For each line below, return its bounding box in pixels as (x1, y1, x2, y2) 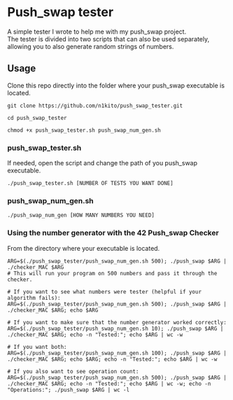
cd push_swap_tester (7, 114, 68, 121)
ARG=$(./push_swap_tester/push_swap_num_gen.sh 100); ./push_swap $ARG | (7, 350, 227, 357)
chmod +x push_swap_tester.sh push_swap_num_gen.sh (7, 127, 161, 134)
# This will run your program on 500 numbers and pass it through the (7, 270, 218, 277)
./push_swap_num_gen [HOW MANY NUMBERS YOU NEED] (7, 212, 155, 219)
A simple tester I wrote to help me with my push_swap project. (7, 27, 187, 36)
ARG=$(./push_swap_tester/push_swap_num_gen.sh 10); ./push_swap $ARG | (7, 325, 224, 332)
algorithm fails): (7, 294, 61, 301)
